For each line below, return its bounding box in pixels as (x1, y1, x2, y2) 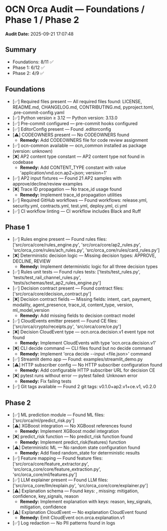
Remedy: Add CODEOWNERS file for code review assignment (20, 137, 148, 143)
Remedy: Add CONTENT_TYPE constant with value (20, 164, 126, 170)
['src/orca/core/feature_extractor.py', (12, 461, 89, 467)
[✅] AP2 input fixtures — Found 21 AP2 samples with (12, 175, 122, 181)
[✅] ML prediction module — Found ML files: (12, 412, 105, 418)
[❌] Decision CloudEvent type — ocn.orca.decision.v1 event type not (12, 329, 154, 335)
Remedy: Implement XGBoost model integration (20, 428, 119, 434)
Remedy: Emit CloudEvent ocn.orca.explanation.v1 (20, 514, 125, 521)
